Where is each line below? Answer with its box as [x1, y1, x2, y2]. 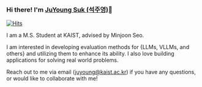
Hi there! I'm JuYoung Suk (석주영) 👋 [6, 5, 113, 13]
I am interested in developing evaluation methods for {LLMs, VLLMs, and [6, 43, 190, 51]
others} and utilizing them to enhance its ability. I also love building [6, 50, 174, 58]
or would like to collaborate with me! [6, 75, 98, 82]
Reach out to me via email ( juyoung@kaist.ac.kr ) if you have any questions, [6, 69, 196, 76]
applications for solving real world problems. [6, 56, 119, 64]
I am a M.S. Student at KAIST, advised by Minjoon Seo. [6, 32, 144, 39]
